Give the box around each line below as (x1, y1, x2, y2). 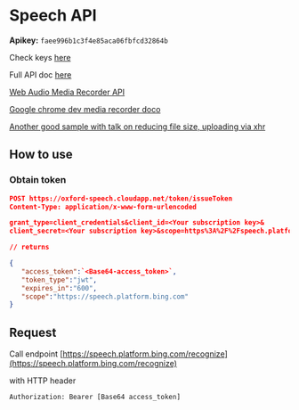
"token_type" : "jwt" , (20, 275, 98, 284)
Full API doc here (9, 69, 72, 80)
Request (9, 324, 57, 340)
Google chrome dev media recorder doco (9, 103, 161, 114)
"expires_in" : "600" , (20, 283, 98, 292)
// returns (9, 242, 50, 252)
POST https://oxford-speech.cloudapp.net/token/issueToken (9, 193, 233, 203)
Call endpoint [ (9, 348, 64, 359)
